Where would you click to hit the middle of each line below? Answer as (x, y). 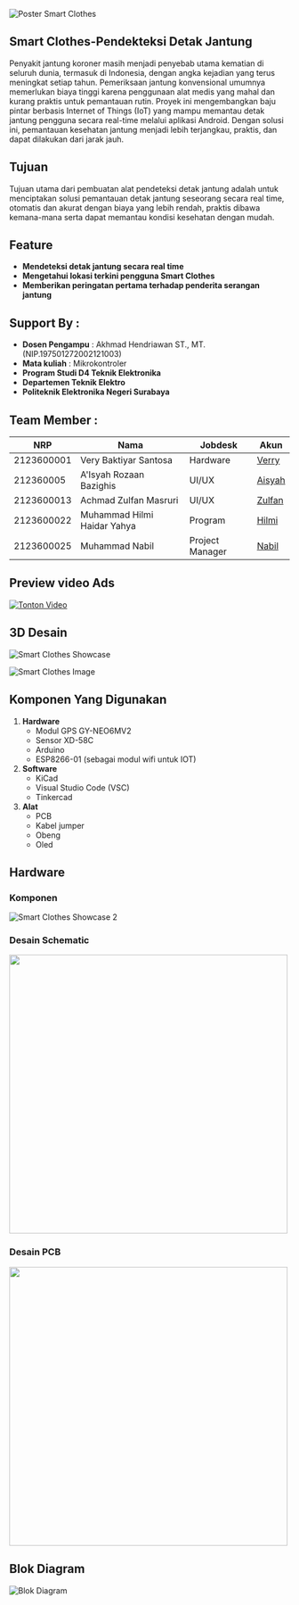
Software (40, 768)
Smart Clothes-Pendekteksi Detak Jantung (131, 41)
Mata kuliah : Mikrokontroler (74, 364)
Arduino (50, 749)
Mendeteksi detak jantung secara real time (103, 267)
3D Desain (39, 633)
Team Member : (53, 420)
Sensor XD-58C (65, 740)
